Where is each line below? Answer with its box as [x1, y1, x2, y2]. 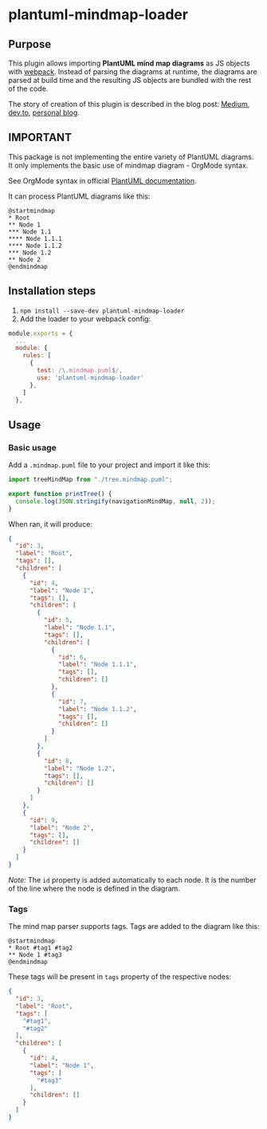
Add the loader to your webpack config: [19, 313, 151, 324]
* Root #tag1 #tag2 [8, 944, 73, 952]
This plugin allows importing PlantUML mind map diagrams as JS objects [8, 58, 250, 68]
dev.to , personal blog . [8, 108, 80, 117]
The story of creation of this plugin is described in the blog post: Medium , [8, 100, 250, 108]
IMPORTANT [8, 131, 72, 144]
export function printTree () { [8, 490, 112, 498]
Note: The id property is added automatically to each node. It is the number [8, 875, 257, 884]
